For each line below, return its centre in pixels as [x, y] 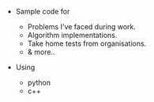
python [39, 83]
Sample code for [43, 11]
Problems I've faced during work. [82, 26]
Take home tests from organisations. [87, 43]
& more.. [41, 52]
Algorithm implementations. [72, 35]
